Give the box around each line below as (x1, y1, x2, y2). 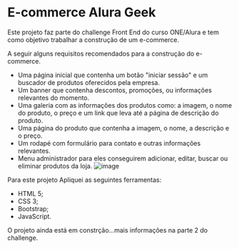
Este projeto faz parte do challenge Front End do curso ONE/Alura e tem (7, 28, 219, 36)
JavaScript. (17, 212, 52, 220)
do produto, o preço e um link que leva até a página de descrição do (17, 108, 219, 117)
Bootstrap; (17, 204, 49, 213)
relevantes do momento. (17, 93, 90, 102)
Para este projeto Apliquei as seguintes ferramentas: (7, 176, 162, 184)
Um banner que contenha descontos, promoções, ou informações (17, 86, 213, 94)
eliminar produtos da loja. (17, 161, 93, 170)
